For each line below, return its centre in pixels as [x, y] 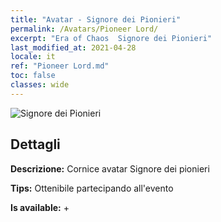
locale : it [33, 57]
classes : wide [40, 85]
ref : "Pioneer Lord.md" [60, 66]
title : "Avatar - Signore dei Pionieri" [96, 19]
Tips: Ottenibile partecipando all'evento [92, 188]
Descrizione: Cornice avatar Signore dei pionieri [110, 168]
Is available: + [40, 207]
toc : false [33, 76]
